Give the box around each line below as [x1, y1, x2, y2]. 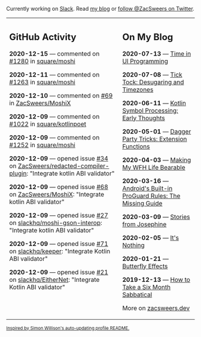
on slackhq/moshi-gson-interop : [9, 218, 103, 227]
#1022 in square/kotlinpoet [9, 120, 87, 128]
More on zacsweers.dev [122, 303, 190, 312]
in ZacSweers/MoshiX [9, 99, 71, 107]
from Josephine [122, 220, 167, 228]
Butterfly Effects [122, 262, 168, 270]
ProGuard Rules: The [122, 192, 181, 200]
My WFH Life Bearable [122, 163, 185, 171]
